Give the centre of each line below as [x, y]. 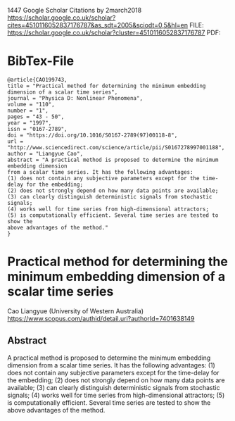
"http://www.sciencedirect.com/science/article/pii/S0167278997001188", [116, 147]
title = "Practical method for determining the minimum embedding [107, 86]
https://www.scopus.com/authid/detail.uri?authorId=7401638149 [101, 318]
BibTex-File [41, 61]
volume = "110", [31, 104]
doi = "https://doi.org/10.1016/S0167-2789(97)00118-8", [93, 135]
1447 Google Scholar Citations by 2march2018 [75, 10]
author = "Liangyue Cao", [45, 153]
